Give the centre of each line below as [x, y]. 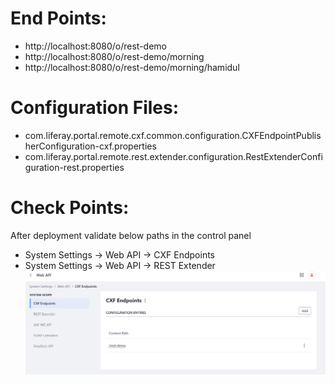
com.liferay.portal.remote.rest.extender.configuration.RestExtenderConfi [173, 156]
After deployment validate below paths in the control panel [131, 235]
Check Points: [70, 208]
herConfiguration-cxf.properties [90, 146]
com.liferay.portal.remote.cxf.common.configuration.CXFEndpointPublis [173, 135]
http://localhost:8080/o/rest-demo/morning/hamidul [132, 67]
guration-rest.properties [74, 167]
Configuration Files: [95, 108]
